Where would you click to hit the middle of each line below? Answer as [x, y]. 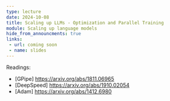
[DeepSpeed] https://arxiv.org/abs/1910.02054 [72, 85]
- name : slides [27, 50]
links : [14, 39]
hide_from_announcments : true [44, 34]
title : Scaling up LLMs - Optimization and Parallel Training [85, 23]
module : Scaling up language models [52, 28]
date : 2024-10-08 [28, 17]
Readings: [18, 67]
